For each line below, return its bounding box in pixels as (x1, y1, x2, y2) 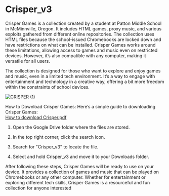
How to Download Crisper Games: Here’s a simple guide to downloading (5, 103, 156, 109)
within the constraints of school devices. (5, 84, 90, 90)
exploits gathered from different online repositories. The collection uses (5, 31, 154, 37)
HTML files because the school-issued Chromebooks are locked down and (5, 36, 161, 43)
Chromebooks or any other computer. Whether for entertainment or (5, 174, 146, 180)
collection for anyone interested (5, 185, 72, 191)
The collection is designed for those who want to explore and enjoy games (5, 67, 161, 74)
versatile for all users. (5, 58, 51, 64)
